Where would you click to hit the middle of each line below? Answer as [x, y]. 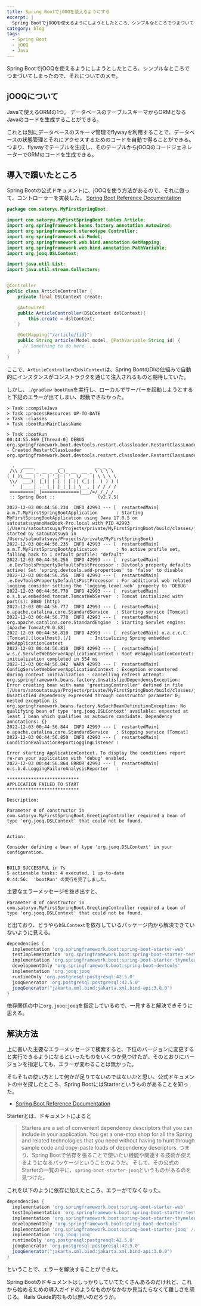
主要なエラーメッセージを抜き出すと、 [54, 891]
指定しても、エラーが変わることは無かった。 [82, 1064]
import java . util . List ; [36, 264]
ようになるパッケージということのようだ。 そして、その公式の [103, 1163]
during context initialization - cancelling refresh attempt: [86, 674]
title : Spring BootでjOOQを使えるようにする [58, 12]
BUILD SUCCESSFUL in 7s [36, 868]
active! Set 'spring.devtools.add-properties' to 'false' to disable [95, 570]
